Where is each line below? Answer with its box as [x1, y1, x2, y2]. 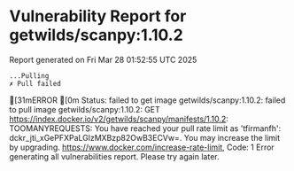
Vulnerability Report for [9, 6, 187, 27]
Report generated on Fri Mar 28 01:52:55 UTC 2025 [9, 54, 197, 65]
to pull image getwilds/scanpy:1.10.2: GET [9, 104, 161, 114]
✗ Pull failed [9, 79, 62, 88]
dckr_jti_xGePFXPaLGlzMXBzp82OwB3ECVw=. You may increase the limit [9, 132, 281, 143]
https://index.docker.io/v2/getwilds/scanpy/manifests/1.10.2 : [9, 113, 228, 124]
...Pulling [9, 71, 50, 81]
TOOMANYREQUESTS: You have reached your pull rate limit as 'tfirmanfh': [9, 122, 282, 134]
